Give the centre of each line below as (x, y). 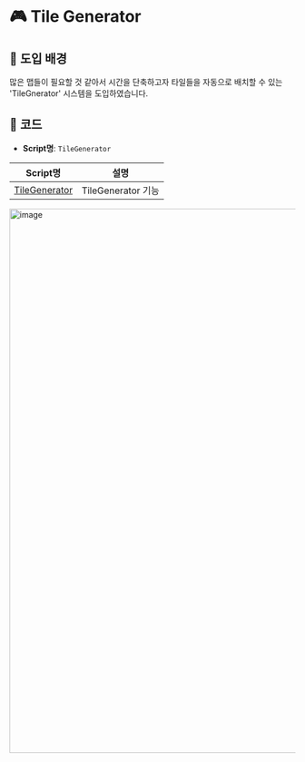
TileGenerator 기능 (121, 190)
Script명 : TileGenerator (67, 148)
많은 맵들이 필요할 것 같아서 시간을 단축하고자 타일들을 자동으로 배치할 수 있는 (146, 82)
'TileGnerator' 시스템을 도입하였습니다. (79, 93)
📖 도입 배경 (39, 59)
